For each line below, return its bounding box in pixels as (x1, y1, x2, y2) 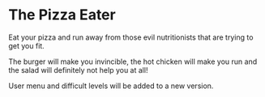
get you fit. (8, 40, 45, 50)
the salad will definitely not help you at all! (8, 65, 148, 74)
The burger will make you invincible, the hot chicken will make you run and (8, 57, 258, 66)
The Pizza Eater (8, 6, 116, 24)
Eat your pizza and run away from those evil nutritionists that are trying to (8, 32, 254, 42)
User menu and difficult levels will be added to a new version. (8, 81, 214, 91)
